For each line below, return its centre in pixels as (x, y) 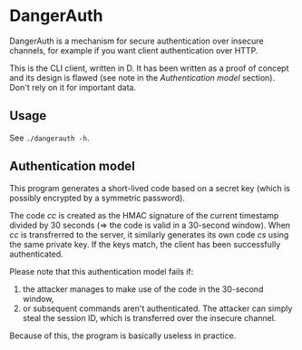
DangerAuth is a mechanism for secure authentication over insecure (136, 41)
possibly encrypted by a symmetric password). (97, 198)
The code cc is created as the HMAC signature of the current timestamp (144, 215)
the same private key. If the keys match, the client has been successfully (145, 244)
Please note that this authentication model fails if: (102, 271)
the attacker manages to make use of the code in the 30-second (143, 289)
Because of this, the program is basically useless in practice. (123, 335)
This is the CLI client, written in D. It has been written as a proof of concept (149, 68)
